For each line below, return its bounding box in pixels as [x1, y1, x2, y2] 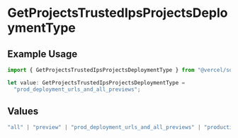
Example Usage [7, 48, 78, 60]
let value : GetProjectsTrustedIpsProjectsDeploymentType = [7, 79, 186, 86]
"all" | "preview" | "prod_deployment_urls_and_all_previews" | [7, 124, 201, 131]
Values [7, 106, 39, 118]
